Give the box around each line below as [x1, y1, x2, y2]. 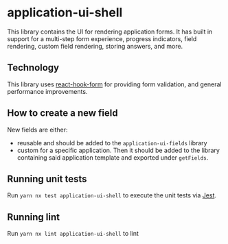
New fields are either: [7, 125, 68, 134]
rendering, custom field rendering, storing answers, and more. [7, 42, 183, 50]
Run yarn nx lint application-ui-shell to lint [7, 230, 139, 238]
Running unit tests [7, 173, 87, 184]
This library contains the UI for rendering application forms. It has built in [7, 27, 213, 36]
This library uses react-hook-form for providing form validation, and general [7, 80, 222, 88]
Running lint [7, 211, 60, 223]
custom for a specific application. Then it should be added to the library [16, 146, 220, 154]
